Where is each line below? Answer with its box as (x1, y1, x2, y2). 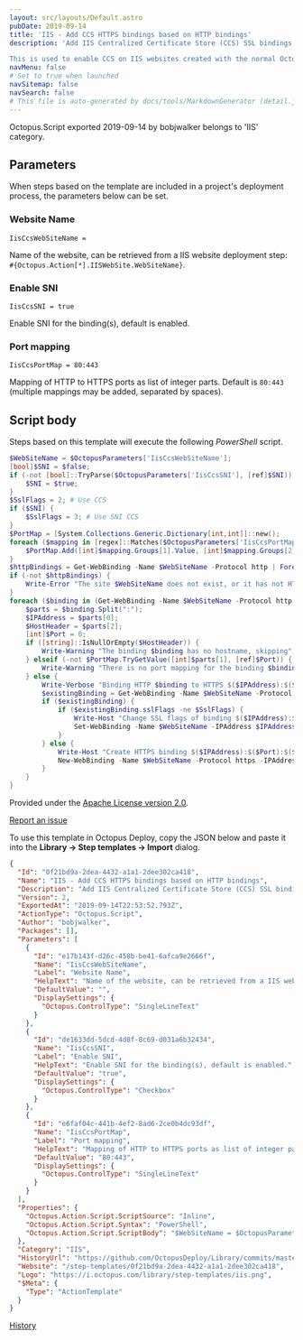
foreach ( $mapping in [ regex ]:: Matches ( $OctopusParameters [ (9, 538, 241, 547)
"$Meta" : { (17, 1279, 59, 1288)
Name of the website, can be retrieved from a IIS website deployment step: (9, 249, 288, 260)
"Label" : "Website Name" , (32, 968, 131, 977)
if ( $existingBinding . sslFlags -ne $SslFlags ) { (57, 706, 244, 715)
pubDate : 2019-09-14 (9, 22, 87, 31)
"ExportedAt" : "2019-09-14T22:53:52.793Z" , (17, 901, 183, 910)
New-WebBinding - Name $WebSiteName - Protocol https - (57, 755, 264, 765)
